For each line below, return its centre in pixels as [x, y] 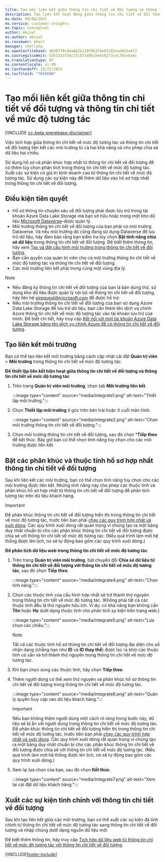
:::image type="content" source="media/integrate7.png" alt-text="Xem [84, 779]
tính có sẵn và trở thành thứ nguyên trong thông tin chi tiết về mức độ [82, 655]
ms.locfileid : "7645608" [30, 74]
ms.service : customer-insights [37, 23]
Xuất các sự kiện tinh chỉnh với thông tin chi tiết [79, 800]
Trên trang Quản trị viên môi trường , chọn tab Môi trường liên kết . [79, 386]
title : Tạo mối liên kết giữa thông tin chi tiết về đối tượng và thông [81, 10]
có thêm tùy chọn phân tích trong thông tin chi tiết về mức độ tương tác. [78, 167]
